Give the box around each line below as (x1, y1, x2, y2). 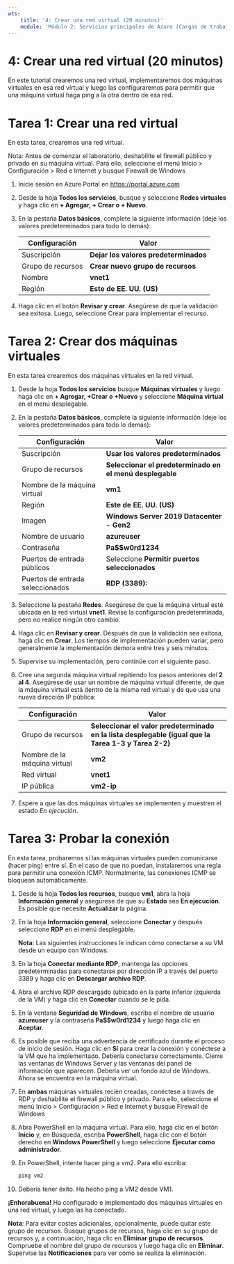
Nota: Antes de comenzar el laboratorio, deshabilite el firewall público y (8, 152, 212, 160)
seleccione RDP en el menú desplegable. (17, 925, 136, 933)
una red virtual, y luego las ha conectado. (8, 1206, 127, 1214)
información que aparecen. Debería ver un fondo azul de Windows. (17, 1066, 210, 1075)
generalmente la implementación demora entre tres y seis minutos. (17, 644, 210, 652)
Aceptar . (17, 1024, 44, 1032)
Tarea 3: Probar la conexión (8, 831, 169, 846)
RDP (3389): (106, 578, 148, 588)
